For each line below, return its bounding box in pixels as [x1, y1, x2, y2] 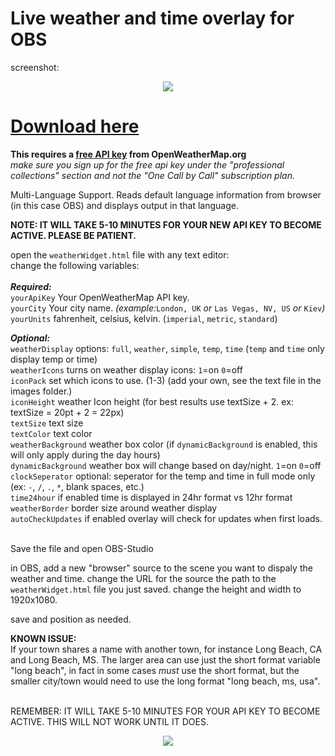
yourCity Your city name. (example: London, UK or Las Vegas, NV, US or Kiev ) [10, 302, 326, 314]
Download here [10, 115, 140, 138]
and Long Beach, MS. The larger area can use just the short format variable [10, 653, 321, 666]
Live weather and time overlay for [10, 7, 295, 30]
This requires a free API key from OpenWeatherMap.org [10, 148, 247, 160]
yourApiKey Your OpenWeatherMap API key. [10, 291, 190, 303]
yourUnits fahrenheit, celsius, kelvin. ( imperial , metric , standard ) [10, 312, 278, 324]
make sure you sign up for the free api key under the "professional [10, 158, 285, 171]
